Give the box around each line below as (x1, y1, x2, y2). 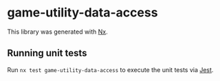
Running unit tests (7, 47, 87, 59)
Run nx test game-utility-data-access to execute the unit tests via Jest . (7, 65, 214, 73)
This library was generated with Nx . (7, 27, 108, 36)
